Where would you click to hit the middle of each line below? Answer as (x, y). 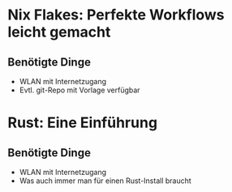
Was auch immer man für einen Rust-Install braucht (105, 181)
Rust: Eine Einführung (83, 123)
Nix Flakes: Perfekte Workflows (116, 15)
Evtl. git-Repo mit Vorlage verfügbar (79, 90)
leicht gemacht (59, 32)
